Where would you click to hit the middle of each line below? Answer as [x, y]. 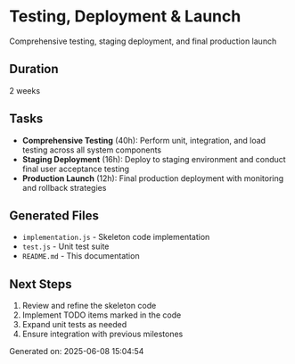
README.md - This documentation [81, 256]
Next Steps [41, 284]
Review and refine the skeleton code [89, 306]
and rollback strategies [64, 187]
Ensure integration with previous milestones [102, 334]
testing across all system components [92, 150]
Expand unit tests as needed [74, 325]
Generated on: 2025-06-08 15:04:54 [77, 352]
